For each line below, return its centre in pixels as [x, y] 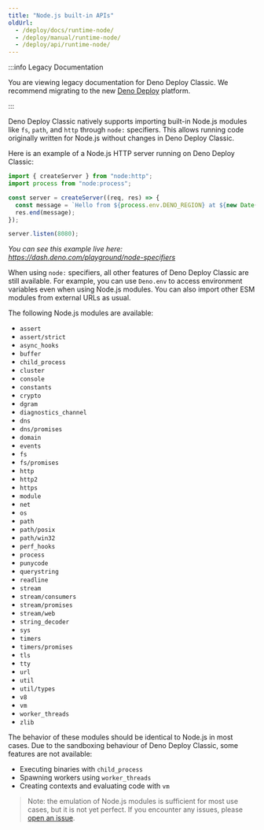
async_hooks [39, 346]
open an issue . [51, 818]
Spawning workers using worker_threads [85, 778]
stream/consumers [48, 597]
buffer [30, 354]
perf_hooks [37, 547]
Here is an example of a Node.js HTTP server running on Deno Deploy [122, 154]
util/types [37, 689]
